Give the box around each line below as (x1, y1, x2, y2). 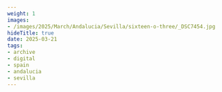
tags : (7, 42, 23, 49)
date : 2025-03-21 (7, 36, 58, 43)
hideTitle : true (7, 29, 54, 37)
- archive (7, 49, 36, 56)
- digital (7, 55, 36, 62)
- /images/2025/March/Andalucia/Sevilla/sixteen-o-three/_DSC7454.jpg (7, 23, 216, 30)
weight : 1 (7, 10, 36, 17)
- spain (7, 62, 30, 68)
